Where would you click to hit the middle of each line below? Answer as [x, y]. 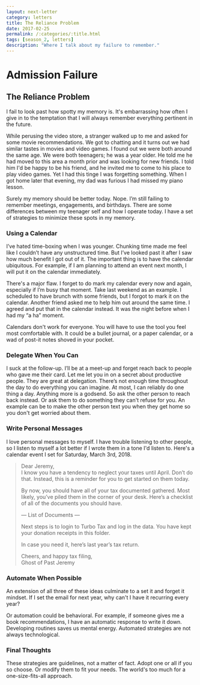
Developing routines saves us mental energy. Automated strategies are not [98, 629]
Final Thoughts [29, 650]
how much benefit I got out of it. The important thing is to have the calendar [100, 259]
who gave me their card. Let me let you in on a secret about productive [94, 375]
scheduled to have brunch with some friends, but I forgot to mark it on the [98, 296]
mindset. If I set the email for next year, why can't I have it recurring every [98, 597]
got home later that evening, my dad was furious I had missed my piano [95, 180]
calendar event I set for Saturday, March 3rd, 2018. [69, 454]
